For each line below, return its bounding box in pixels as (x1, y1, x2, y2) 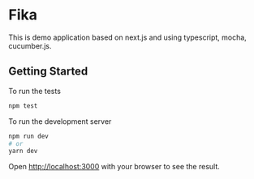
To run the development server (8, 116, 112, 126)
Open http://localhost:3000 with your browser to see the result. (8, 162, 221, 172)
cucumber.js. (8, 40, 52, 50)
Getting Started (8, 65, 88, 79)
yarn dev (8, 147, 38, 156)
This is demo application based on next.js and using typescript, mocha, (8, 32, 248, 42)
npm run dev (8, 132, 49, 140)
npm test (8, 101, 38, 110)
